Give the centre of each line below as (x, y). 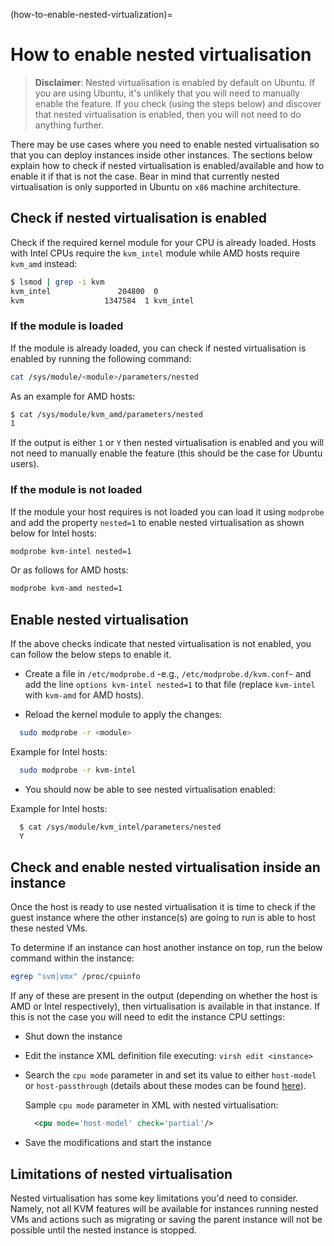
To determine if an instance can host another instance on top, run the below (166, 948)
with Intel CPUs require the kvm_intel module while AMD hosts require (155, 253)
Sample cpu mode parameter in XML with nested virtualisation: (151, 1105)
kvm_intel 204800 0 (84, 291)
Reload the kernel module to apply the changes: (123, 715)
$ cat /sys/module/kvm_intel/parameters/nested (120, 827)
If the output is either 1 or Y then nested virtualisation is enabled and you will (167, 443)
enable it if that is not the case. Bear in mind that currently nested (145, 176)
